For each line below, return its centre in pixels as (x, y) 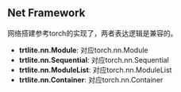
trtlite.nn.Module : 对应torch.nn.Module (83, 50)
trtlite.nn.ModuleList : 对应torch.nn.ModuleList (95, 70)
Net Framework (46, 13)
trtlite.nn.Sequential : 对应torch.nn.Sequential (94, 59)
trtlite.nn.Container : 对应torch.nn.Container (91, 79)
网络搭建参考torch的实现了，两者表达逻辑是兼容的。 (92, 33)
